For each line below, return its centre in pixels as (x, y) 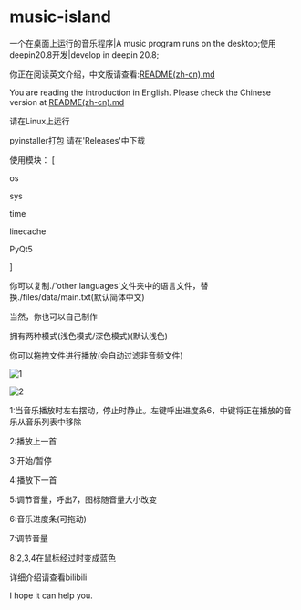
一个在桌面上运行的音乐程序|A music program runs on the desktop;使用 (143, 43)
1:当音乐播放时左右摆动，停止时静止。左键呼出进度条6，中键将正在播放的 (147, 410)
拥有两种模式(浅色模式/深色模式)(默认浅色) (89, 336)
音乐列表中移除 (53, 422)
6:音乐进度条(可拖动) (48, 519)
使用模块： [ (32, 160)
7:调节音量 (29, 538)
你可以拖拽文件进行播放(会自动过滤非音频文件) (97, 355)
